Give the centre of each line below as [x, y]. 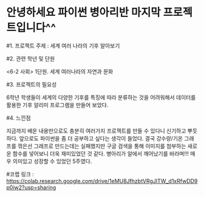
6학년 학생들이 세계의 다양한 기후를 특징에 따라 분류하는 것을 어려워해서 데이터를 [101, 97]
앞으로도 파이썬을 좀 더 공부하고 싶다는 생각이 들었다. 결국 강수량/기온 [101, 138]
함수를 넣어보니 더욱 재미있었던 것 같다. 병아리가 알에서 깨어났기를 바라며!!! [101, 153]
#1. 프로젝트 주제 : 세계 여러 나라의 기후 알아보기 [63, 46]
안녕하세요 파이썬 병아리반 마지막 [83, 12]
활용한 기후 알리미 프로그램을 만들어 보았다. [57, 105]
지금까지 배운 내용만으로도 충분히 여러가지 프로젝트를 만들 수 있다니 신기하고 [96, 131]
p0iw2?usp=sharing [31, 187]
